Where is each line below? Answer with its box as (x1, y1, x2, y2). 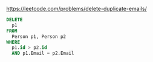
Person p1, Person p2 (11, 33, 67, 40)
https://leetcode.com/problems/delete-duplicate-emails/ (6, 5, 147, 12)
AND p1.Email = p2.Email (11, 51, 74, 57)
